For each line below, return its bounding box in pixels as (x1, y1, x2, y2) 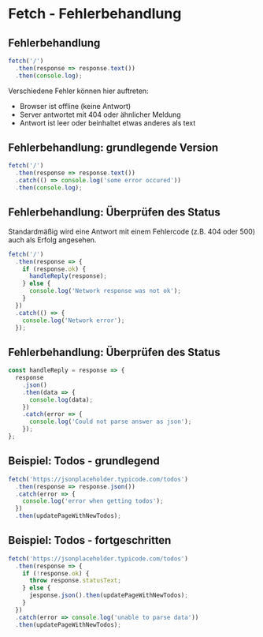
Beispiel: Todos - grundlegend (8, 455, 160, 468)
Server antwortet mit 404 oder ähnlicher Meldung (19, 110, 181, 119)
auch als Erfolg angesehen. (8, 234, 97, 245)
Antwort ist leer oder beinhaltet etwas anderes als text (19, 118, 196, 127)
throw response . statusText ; (28, 577, 122, 585)
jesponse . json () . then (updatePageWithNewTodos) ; (28, 591, 189, 600)
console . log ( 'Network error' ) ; (22, 317, 125, 324)
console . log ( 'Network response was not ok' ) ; (28, 287, 181, 295)
